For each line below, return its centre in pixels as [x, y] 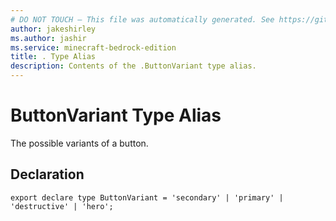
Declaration [47, 174]
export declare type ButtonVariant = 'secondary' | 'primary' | [147, 197]
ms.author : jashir [48, 38]
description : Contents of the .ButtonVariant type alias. [133, 66]
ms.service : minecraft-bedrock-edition [93, 47]
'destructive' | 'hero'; [62, 206]
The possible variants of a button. [79, 143]
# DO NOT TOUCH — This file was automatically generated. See [142, 19]
